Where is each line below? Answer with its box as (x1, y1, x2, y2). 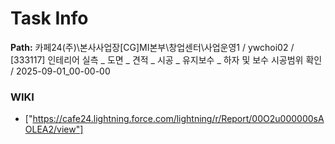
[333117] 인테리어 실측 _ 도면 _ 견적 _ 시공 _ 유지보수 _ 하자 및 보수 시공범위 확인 (10, 53, 323, 66)
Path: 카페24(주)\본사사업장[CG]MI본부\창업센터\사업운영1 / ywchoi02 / (10, 41, 295, 53)
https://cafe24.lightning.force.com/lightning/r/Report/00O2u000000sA (32, 113, 325, 125)
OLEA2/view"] (24, 123, 84, 136)
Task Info (10, 7, 89, 30)
